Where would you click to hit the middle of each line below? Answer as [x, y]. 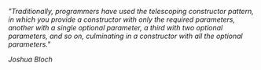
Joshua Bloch [31, 59]
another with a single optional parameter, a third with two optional [116, 28]
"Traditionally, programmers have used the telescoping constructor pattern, [131, 11]
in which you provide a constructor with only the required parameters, [122, 19]
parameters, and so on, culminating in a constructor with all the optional [125, 36]
